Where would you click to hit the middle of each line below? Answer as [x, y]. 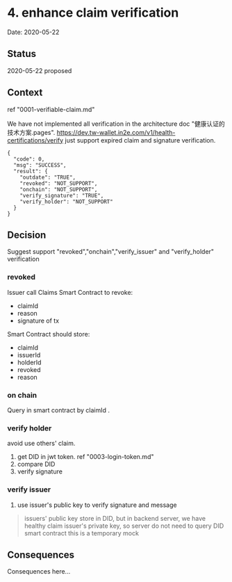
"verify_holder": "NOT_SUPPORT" [66, 202]
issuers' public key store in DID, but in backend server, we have [115, 518]
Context [25, 93]
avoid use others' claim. [41, 444]
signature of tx [38, 321]
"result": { [31, 171]
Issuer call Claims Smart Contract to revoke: [70, 292]
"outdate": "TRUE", [48, 177]
